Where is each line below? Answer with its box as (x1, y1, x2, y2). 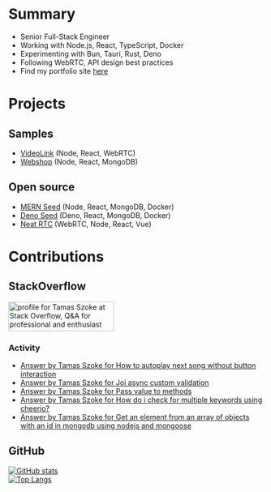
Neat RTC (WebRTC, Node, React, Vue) (19, 219, 152, 229)
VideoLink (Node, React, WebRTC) (19, 148, 136, 158)
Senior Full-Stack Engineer (19, 32, 110, 41)
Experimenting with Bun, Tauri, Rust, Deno (19, 49, 162, 58)
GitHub (8, 444, 45, 458)
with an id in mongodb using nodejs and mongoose (19, 421, 192, 430)
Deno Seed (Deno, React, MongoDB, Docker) (19, 210, 171, 220)
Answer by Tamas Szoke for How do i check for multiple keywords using (19, 395, 263, 405)
